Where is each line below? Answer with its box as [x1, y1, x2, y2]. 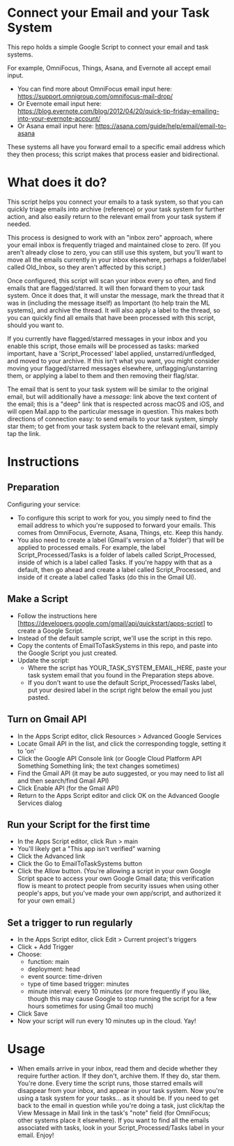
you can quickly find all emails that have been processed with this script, [7, 313, 216, 322]
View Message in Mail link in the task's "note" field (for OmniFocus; [17, 1109, 211, 1117]
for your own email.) [17, 896, 75, 905]
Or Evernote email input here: [17, 99, 102, 107]
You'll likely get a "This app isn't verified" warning [17, 845, 161, 853]
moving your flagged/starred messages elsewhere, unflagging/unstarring [7, 364, 218, 372]
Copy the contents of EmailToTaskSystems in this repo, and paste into [17, 641, 218, 649]
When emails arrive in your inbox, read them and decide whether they [17, 1064, 218, 1073]
